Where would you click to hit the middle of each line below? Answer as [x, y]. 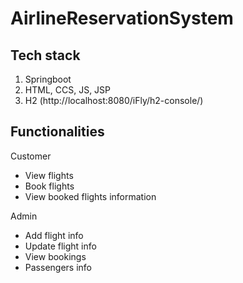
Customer [31, 156]
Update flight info [60, 246]
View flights [49, 175]
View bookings [55, 256]
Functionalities [57, 132]
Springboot [48, 79]
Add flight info [54, 235]
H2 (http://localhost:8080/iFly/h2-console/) [114, 100]
